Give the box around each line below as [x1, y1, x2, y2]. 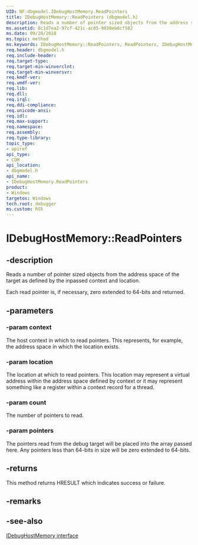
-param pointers [6, 426, 54, 435]
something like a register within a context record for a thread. [6, 384, 155, 391]
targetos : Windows [6, 195, 51, 201]
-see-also [6, 516, 43, 526]
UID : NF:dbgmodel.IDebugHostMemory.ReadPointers [6, 8, 128, 15]
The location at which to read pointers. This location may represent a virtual [6, 371, 190, 378]
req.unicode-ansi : [6, 107, 51, 113]
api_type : [6, 151, 31, 157]
